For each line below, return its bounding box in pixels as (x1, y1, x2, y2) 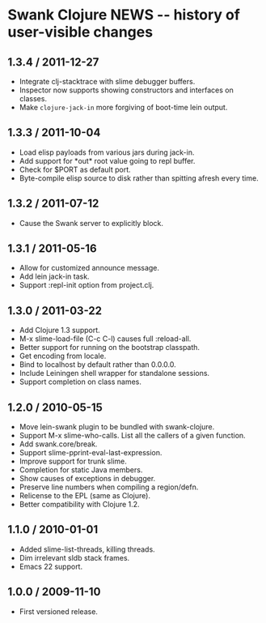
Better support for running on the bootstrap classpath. (19, 343, 200, 352)
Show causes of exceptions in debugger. (19, 474, 156, 484)
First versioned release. (19, 606, 99, 617)
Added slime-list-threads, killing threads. (19, 544, 155, 554)
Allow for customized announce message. (19, 263, 159, 273)
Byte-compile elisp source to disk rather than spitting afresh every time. (19, 173, 260, 183)
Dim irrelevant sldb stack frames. (19, 553, 130, 562)
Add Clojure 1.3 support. (19, 326, 100, 335)
